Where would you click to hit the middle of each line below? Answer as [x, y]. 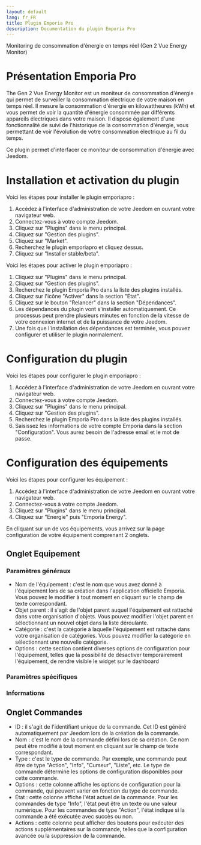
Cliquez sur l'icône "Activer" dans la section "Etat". [78, 297]
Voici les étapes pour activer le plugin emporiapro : [69, 265]
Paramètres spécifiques [42, 677]
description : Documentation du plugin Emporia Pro [71, 29]
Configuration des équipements [87, 463]
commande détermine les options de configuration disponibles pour [99, 771]
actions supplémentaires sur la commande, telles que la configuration [101, 829]
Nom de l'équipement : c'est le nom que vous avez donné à [88, 584]
